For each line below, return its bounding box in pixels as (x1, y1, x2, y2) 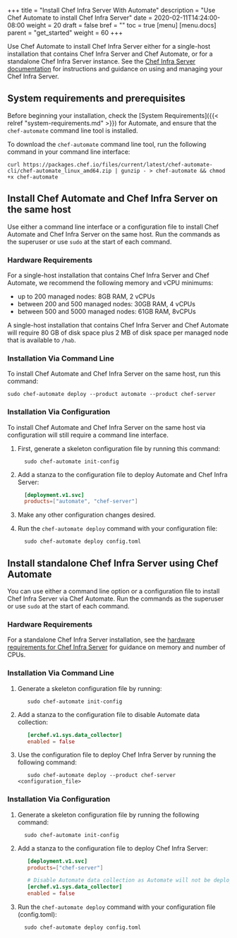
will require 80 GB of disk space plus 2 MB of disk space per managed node (7, 328, 229, 337)
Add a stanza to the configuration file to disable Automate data (17, 710, 200, 718)
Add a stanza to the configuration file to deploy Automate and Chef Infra (17, 470, 228, 479)
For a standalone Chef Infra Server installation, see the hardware (7, 635, 195, 644)
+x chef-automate (7, 173, 59, 181)
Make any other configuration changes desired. (17, 511, 156, 519)
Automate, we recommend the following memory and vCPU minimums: (7, 278, 214, 287)
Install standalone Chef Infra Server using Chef (7, 557, 219, 569)
